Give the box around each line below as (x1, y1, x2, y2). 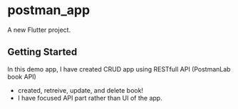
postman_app (7, 2, 90, 18)
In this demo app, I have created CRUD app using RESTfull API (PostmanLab (7, 64, 231, 73)
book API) (7, 72, 37, 81)
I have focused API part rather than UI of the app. (17, 93, 162, 102)
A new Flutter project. (7, 25, 71, 34)
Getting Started (7, 46, 78, 58)
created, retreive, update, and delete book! (17, 86, 144, 94)
